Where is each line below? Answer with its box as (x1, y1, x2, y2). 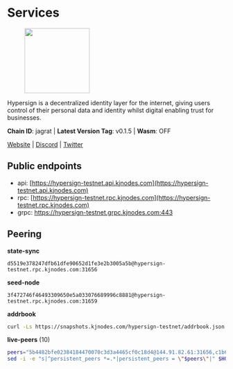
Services (7, 5, 60, 21)
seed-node (7, 278, 40, 287)
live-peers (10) (7, 336, 51, 344)
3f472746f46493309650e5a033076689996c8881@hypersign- (7, 291, 166, 298)
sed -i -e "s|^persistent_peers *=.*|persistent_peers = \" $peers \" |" (7, 355, 216, 363)
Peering (7, 228, 42, 240)
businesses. (7, 113, 42, 122)
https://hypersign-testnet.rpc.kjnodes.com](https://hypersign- (32, 193, 211, 201)
